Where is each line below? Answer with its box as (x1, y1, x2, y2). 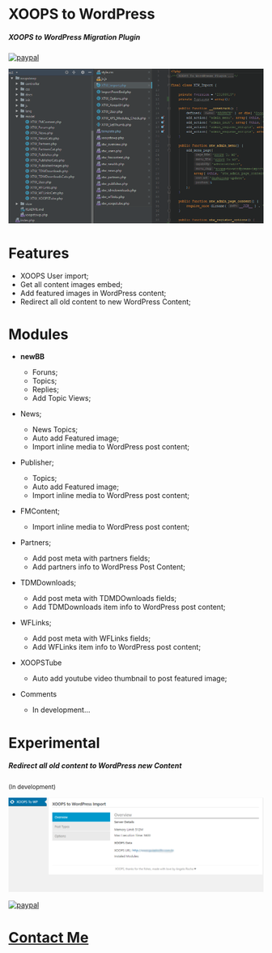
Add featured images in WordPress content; (19, 288, 167, 298)
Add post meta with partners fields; (32, 553, 151, 564)
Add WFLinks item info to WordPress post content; (32, 642, 201, 652)
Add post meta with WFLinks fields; (32, 633, 151, 643)
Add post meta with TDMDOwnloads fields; (32, 594, 177, 603)
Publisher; (19, 457, 54, 467)
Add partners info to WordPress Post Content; (32, 562, 186, 572)
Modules (8, 325, 69, 343)
